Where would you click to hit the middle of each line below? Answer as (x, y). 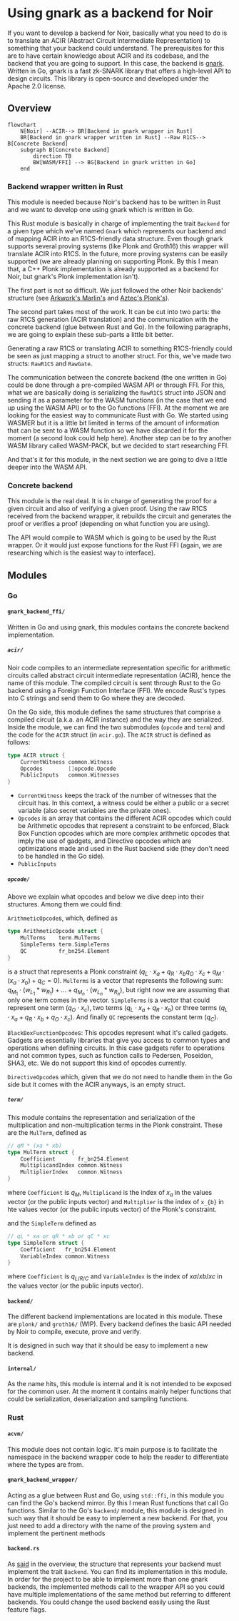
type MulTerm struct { (41, 1152)
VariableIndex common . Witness (65, 1256)
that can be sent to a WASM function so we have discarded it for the (108, 430)
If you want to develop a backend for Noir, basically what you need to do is (117, 33)
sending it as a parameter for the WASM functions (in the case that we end (117, 400)
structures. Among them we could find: (65, 904)
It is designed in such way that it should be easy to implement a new (108, 1345)
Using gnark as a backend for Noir (110, 13)
